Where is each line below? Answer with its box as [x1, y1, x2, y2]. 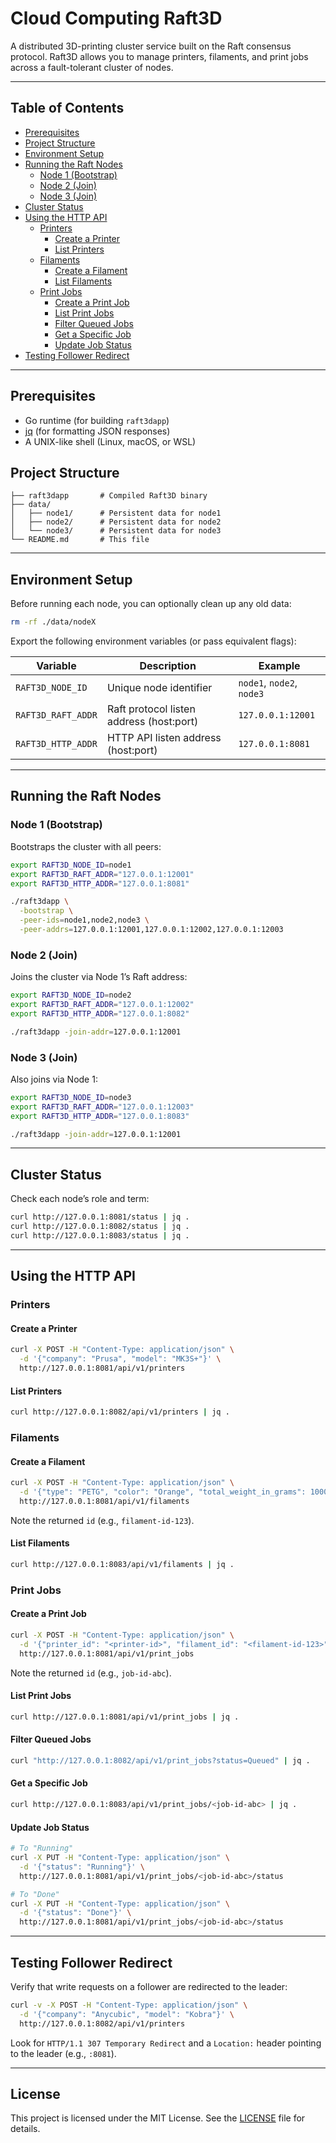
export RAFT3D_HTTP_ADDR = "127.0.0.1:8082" [10, 1008, 190, 1019]
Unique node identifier [106, 681, 213, 695]
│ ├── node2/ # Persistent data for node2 [10, 517, 222, 527]
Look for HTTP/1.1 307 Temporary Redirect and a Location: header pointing [10, 2037, 322, 2049]
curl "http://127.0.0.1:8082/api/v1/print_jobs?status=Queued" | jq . [10, 1755, 311, 1766]
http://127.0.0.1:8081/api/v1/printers [19, 1363, 186, 1374]
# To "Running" [10, 1843, 74, 1854]
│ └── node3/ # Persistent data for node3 [10, 526, 222, 536]
